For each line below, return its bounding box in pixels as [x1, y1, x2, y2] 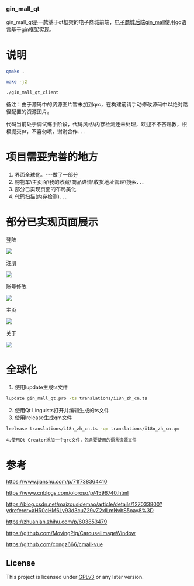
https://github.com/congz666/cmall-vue [6, 541, 103, 548]
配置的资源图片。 [11, 108, 53, 115]
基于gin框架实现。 [11, 26, 55, 33]
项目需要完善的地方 [6, 151, 99, 164]
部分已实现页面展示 [6, 215, 99, 229]
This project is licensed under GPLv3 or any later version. [6, 574, 144, 581]
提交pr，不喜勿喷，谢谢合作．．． [11, 127, 88, 135]
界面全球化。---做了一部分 [14, 171, 79, 178]
